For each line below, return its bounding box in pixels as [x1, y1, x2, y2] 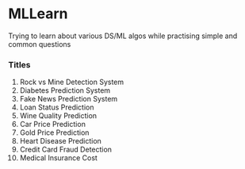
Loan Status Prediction [19, 102, 94, 112]
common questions [8, 39, 71, 48]
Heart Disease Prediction [19, 136, 101, 146]
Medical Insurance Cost [19, 153, 98, 163]
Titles [8, 59, 31, 70]
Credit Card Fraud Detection [19, 144, 113, 155]
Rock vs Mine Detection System [19, 77, 124, 87]
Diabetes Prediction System [19, 86, 111, 95]
